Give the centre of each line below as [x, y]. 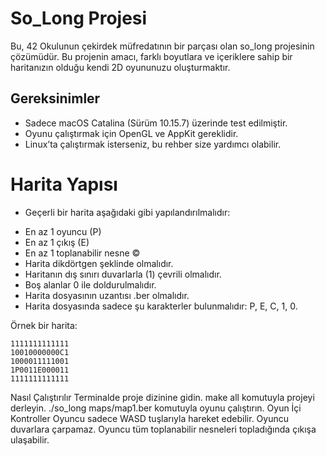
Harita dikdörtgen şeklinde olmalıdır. [99, 263]
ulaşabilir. [30, 439]
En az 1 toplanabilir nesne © [82, 253]
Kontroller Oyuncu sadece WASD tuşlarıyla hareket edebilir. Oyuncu [150, 418]
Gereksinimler [55, 98]
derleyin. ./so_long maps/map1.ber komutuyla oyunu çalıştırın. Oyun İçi [156, 408]
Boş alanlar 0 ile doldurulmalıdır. [90, 284]
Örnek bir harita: [44, 325]
